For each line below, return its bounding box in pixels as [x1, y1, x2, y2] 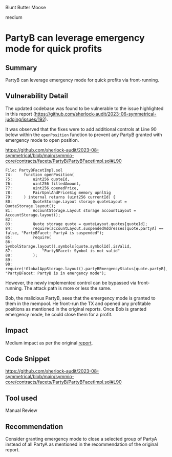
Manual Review [5, 407, 37, 414]
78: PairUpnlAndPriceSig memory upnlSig [5, 190, 111, 195]
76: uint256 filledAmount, [5, 181, 81, 186]
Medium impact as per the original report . [5, 340, 93, 346]
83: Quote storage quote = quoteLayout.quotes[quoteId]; [5, 221, 147, 227]
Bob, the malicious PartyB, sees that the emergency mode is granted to [5, 295, 156, 301]
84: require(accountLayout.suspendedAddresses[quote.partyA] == [5, 226, 164, 231]
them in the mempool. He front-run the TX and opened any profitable [5, 300, 151, 307]
